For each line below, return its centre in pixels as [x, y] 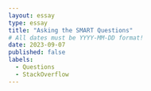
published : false [37, 52]
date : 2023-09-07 [37, 45]
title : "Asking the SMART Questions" [71, 30]
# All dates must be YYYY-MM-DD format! [76, 38]
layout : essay [32, 15]
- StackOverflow [42, 74]
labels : [21, 60]
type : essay [28, 23]
